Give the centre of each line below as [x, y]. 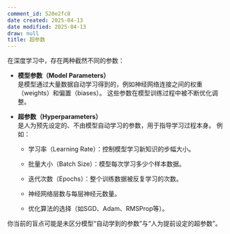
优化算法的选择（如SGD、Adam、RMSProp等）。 [98, 209]
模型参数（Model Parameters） [64, 76]
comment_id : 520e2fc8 [39, 14]
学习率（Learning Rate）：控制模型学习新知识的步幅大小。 [111, 149]
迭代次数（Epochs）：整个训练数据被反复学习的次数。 [105, 179]
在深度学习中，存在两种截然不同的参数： [66, 61]
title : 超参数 [26, 40]
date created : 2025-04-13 [45, 20]
